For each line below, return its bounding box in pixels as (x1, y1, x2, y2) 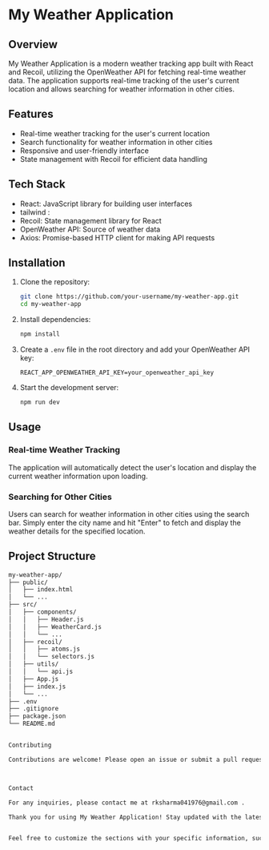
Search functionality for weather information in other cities (19, 137, 213, 147)
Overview (8, 38, 58, 51)
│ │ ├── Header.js (8, 615, 84, 623)
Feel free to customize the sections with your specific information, (8, 835, 249, 843)
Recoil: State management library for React (19, 216, 162, 225)
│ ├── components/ (8, 608, 78, 616)
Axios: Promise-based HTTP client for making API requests (19, 232, 215, 242)
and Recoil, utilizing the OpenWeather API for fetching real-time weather (8, 67, 247, 77)
